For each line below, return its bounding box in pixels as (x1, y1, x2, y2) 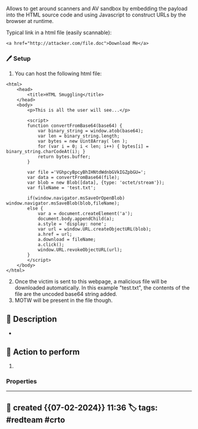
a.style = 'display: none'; (37, 221, 107, 227)
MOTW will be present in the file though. (14, 297, 113, 304)
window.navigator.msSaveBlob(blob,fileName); (6, 200, 120, 206)
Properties (6, 377, 37, 385)
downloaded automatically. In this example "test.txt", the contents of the (14, 284, 190, 291)
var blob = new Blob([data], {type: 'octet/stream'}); (27, 180, 165, 186)
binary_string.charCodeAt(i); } (6, 149, 85, 155)
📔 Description (6, 314, 57, 324)
